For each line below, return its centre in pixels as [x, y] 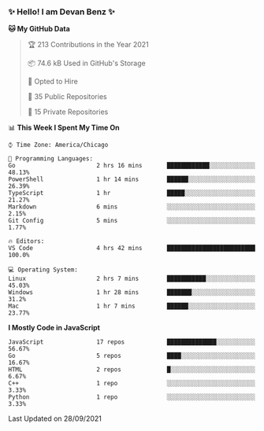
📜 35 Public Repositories [67, 97]
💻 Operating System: [43, 270]
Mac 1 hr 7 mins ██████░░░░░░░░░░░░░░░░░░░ [132, 306]
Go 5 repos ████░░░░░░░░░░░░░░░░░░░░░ [132, 356]
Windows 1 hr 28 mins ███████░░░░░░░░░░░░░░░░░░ [132, 293]
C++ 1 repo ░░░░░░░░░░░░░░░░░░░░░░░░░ [132, 384]
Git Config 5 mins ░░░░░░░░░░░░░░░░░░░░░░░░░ [132, 221]
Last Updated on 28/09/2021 [55, 418]
